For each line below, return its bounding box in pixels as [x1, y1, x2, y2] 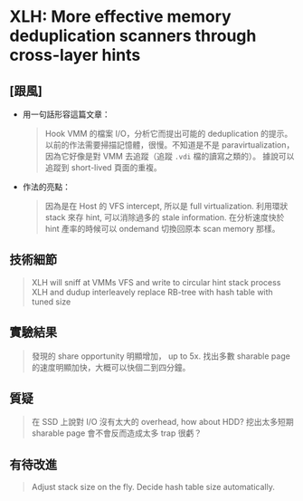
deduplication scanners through [9, 25, 257, 46]
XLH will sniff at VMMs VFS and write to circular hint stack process [31, 276, 281, 287]
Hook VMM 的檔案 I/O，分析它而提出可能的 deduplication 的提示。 [44, 129, 293, 139]
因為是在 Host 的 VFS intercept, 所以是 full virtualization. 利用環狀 [44, 201, 289, 211]
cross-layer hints [9, 45, 141, 65]
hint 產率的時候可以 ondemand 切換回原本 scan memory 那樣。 [44, 224, 280, 234]
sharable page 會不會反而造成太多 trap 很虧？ [31, 428, 202, 438]
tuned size [31, 296, 71, 307]
